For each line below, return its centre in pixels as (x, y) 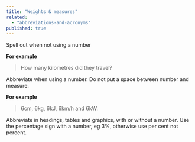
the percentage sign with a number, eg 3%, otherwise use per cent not (92, 126)
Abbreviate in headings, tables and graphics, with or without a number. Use (98, 120)
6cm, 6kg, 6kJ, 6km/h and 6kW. (59, 109)
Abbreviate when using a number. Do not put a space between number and (97, 79)
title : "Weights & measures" (42, 12)
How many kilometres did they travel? (66, 68)
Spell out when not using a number (49, 45)
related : (17, 17)
